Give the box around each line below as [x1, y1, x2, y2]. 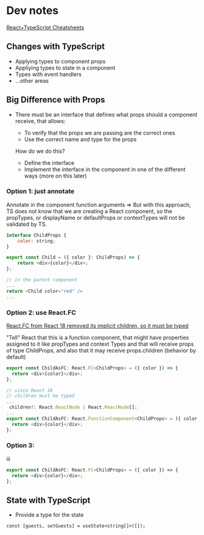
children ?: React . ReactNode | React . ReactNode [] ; [9, 404, 138, 411]
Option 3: [6, 441, 35, 450]
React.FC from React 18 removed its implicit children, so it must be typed [6, 322, 189, 329]
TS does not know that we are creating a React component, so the [6, 208, 172, 215]
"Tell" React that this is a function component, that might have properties [6, 334, 189, 341]
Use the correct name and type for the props [24, 135, 137, 143]
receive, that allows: [15, 117, 66, 125]
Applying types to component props [15, 57, 106, 65]
